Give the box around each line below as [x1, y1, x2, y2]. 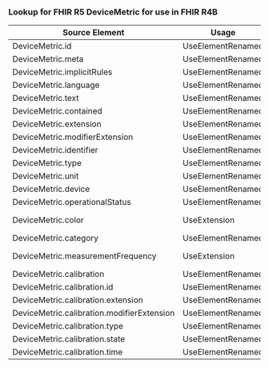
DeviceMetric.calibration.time [12, 346, 123, 358]
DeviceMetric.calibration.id [12, 282, 114, 293]
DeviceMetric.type [12, 158, 82, 169]
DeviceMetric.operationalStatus [12, 197, 131, 208]
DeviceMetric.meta [12, 54, 84, 65]
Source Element [62, 27, 125, 38]
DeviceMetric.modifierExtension [12, 131, 134, 142]
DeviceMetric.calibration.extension [12, 294, 143, 306]
